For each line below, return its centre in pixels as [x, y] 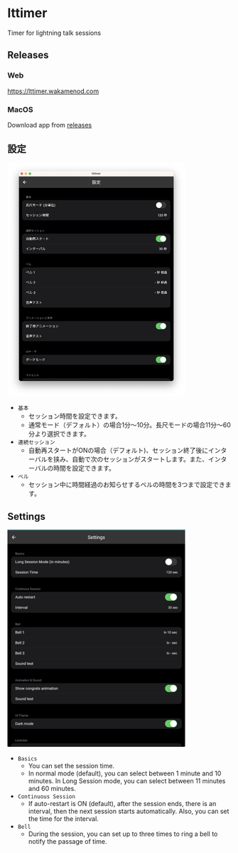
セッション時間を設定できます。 [75, 416]
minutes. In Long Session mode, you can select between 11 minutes [127, 781]
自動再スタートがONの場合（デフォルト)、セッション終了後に [118, 451]
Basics [27, 759]
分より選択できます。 [59, 434]
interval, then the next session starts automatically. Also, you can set [129, 811]
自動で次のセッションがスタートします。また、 [140, 459]
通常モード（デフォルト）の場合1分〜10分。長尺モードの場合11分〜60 [129, 425]
